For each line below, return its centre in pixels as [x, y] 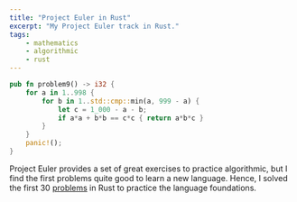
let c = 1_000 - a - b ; [102, 109]
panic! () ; [44, 143]
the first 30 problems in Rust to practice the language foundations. [133, 188]
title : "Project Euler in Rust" [70, 18]
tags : [19, 34]
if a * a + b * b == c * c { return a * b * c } [130, 118]
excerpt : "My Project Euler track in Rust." [94, 26]
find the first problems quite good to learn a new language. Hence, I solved [149, 178]
